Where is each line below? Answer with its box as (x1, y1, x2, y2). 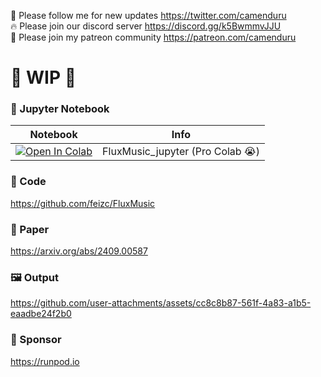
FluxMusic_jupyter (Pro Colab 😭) (102, 145, 260, 159)
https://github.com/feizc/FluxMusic (10, 197, 156, 209)
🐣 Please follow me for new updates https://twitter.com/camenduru (10, 10, 287, 21)
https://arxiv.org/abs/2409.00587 (10, 245, 148, 257)
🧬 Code (10, 175, 47, 189)
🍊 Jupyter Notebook (10, 102, 110, 116)
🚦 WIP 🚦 (10, 66, 77, 89)
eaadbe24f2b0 (10, 308, 72, 320)
